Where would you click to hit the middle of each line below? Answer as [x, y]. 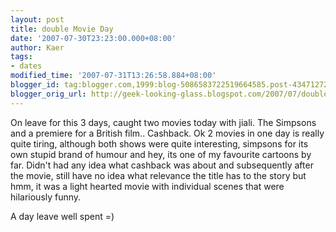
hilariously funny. [46, 197]
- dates [26, 66]
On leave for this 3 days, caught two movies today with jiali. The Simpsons [163, 122]
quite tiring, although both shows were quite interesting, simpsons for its [159, 143]
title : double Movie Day [62, 29]
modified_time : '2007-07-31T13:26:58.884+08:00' [113, 76]
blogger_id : [35, 85]
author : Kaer [37, 47]
